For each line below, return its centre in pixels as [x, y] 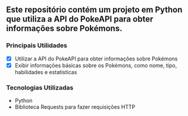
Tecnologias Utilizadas [40, 87]
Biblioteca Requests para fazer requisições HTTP [75, 107]
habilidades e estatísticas [46, 72]
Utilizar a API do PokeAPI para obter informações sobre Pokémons [96, 59]
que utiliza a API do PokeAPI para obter [80, 19]
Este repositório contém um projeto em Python [94, 10]
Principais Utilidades [37, 45]
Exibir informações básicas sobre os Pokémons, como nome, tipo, [96, 65]
